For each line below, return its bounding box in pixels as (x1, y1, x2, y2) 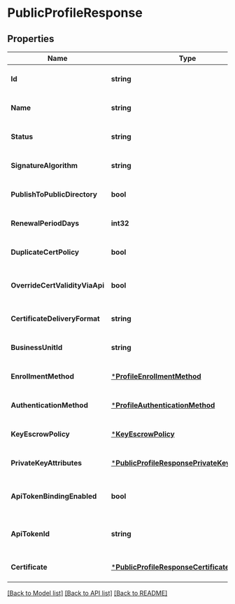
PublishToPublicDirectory (10, 190, 98, 199)
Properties (7, 33, 55, 45)
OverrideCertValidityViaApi (10, 281, 105, 290)
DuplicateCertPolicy (10, 247, 79, 257)
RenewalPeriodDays (10, 218, 80, 228)
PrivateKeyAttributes (10, 458, 83, 468)
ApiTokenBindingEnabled (10, 491, 97, 501)
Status (10, 132, 34, 141)
